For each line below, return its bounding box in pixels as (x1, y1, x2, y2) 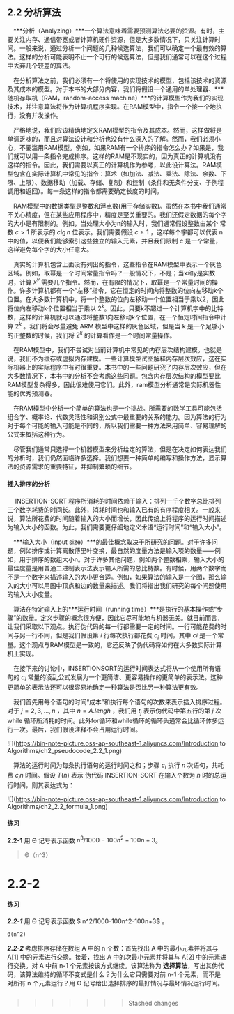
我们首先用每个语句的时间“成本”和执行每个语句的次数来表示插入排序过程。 (13, 698, 226, 706)
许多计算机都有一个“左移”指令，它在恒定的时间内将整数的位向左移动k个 (19, 287, 224, 295)
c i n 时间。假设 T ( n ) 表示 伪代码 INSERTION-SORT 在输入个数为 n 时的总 (15, 771, 221, 781)
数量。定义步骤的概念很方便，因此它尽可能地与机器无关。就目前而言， (22, 613, 224, 622)
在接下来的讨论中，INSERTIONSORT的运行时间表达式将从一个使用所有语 (13, 665, 221, 673)
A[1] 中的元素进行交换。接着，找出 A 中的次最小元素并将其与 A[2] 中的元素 (7, 953, 221, 961)
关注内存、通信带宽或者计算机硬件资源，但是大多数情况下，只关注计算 (13, 35, 214, 43)
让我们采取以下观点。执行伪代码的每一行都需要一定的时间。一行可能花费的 (7, 622, 221, 630)
